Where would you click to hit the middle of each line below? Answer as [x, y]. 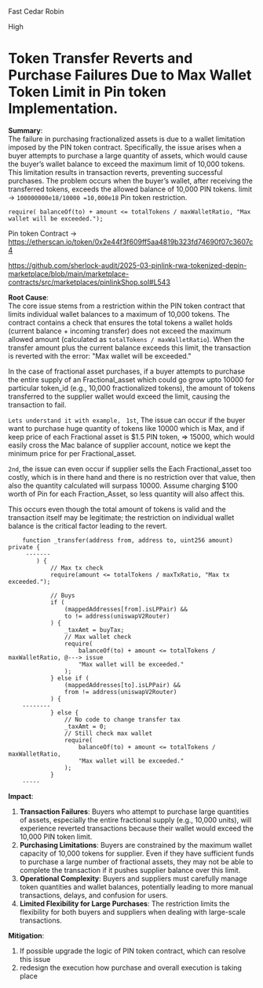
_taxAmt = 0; [86, 726]
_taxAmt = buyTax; [94, 630]
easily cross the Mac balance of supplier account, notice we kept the [120, 445]
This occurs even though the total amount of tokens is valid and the [117, 509]
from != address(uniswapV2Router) [121, 692]
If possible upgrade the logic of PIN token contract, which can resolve [132, 951]
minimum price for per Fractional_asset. [72, 453]
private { [24, 547]
